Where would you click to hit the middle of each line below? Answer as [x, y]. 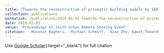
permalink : [16, 18]
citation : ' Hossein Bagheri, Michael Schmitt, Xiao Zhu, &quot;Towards [83, 32]
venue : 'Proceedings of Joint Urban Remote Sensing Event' [66, 27]
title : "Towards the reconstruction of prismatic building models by [77, 9]
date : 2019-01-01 [23, 23]
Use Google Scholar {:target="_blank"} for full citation [59, 46]
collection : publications [31, 14]
